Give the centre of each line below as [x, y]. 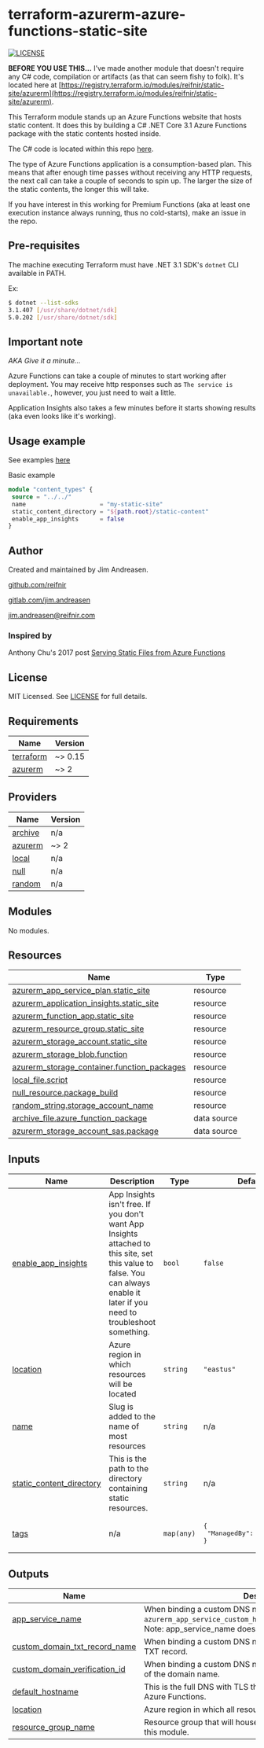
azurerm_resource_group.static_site [78, 1029]
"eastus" [220, 1369]
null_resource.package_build [65, 1093]
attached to [130, 1244]
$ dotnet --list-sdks [44, 303]
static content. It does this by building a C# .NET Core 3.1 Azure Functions [128, 125]
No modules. [29, 930]
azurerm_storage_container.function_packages [99, 1067]
